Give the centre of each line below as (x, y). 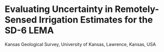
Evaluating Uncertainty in (59, 9)
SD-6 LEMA (29, 30)
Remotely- (137, 9)
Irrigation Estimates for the (96, 20)
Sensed (21, 20)
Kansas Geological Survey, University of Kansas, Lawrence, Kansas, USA (80, 44)
